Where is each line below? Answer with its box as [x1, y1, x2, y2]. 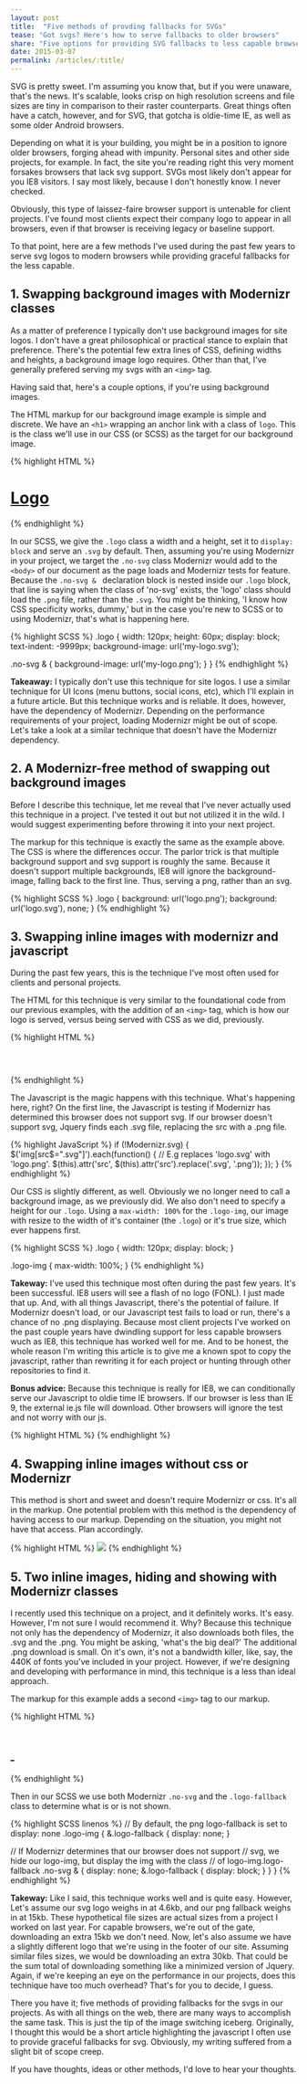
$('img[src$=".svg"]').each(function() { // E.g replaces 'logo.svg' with [10, 1149, 271, 1160]
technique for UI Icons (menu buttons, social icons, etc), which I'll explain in [10, 686, 294, 697]
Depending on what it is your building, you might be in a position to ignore [10, 138, 288, 148]
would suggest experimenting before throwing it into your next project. [10, 818, 276, 829]
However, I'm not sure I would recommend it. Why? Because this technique [10, 1617, 292, 1628]
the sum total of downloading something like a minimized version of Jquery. [10, 1960, 295, 1971]
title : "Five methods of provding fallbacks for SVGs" [10, 22, 227, 31]
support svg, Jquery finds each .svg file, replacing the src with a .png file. [10, 1121, 288, 1132]
